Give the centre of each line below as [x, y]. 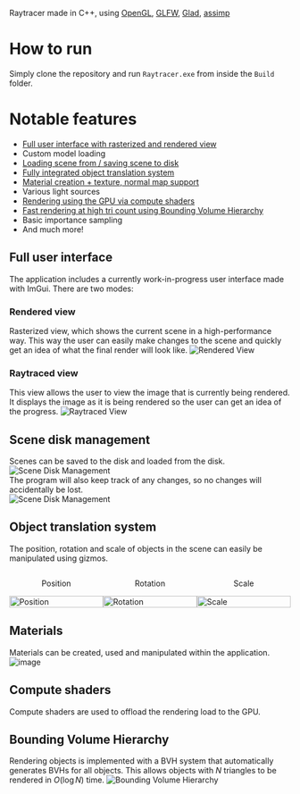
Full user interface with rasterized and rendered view [119, 144]
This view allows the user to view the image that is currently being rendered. [150, 393]
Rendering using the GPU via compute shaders [108, 201]
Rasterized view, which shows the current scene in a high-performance [141, 330]
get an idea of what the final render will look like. [99, 350]
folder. [21, 83]
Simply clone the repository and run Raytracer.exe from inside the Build [142, 73]
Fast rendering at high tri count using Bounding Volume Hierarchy [143, 210]
